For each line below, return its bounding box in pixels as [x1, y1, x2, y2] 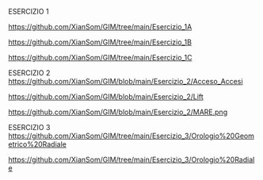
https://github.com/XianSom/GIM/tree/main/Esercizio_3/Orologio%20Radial [8, 155, 255, 164]
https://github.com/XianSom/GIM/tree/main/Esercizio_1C [8, 53, 192, 62]
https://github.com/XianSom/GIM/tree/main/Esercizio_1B [8, 37, 192, 47]
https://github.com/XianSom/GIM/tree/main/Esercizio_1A [8, 22, 192, 31]
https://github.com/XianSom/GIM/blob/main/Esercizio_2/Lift [8, 92, 204, 101]
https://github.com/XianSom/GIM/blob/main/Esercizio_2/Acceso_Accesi [8, 77, 243, 86]
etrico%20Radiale [8, 140, 67, 149]
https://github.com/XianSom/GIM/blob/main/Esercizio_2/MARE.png [8, 107, 228, 117]
